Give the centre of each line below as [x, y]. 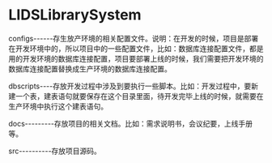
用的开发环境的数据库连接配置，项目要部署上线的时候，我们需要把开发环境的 [136, 58]
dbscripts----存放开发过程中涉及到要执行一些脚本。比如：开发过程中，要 [130, 86]
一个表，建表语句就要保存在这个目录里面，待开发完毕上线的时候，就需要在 [139, 96]
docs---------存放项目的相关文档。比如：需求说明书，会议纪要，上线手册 [131, 123]
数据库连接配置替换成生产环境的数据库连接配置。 [90, 69]
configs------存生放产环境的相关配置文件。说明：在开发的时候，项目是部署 [134, 38]
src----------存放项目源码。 [55, 151]
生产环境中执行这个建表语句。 [58, 106]
